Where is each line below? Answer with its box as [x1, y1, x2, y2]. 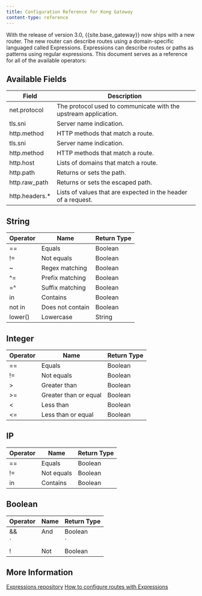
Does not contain [41, 303, 90, 311]
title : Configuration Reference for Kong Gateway [6, 8, 133, 15]
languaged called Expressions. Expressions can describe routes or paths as [6, 43, 194, 51]
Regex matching [41, 264, 87, 272]
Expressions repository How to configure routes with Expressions [6, 583, 168, 591]
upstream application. [57, 110, 118, 118]
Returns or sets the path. [57, 168, 126, 177]
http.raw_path [9, 179, 49, 187]
